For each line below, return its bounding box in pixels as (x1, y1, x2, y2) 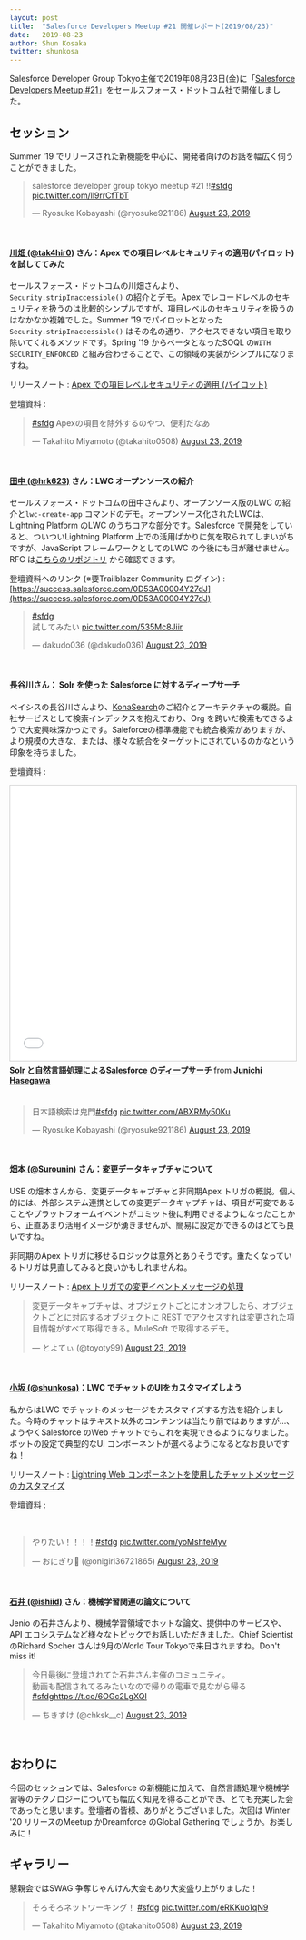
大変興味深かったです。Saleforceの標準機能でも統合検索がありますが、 (25, 724, 291, 735)
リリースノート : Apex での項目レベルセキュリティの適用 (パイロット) (9, 379, 268, 391)
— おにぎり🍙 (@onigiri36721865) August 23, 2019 (31, 1555, 219, 1567)
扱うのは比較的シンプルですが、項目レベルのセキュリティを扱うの (48, 303, 295, 314)
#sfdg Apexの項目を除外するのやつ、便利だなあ (31, 418, 211, 429)
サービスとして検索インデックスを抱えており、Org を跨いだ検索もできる (16, 712, 286, 723)
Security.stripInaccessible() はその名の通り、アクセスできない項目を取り (9, 326, 292, 337)
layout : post (9, 13, 59, 23)
